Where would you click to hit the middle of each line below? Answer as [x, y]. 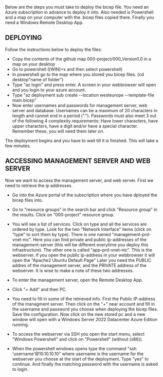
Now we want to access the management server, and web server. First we [79, 180]
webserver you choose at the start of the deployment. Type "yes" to [80, 359]
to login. [20, 369]
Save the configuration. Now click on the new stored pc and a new [79, 314]
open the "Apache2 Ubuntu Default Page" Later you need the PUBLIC [82, 260]
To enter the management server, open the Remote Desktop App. [77, 280]
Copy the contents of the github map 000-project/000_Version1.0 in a [81, 59]
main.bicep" [24, 100]
